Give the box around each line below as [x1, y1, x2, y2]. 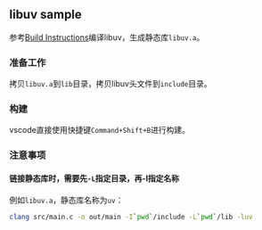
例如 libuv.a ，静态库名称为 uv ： [9, 194, 124, 205]
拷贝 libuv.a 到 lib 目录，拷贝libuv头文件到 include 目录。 [9, 78, 212, 89]
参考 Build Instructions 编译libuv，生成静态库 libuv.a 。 [9, 31, 205, 43]
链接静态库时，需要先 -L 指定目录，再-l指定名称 [9, 173, 180, 184]
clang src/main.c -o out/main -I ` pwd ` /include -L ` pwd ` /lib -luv [9, 212, 253, 221]
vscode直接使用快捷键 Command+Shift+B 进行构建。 [9, 125, 190, 136]
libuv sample [9, 7, 82, 22]
